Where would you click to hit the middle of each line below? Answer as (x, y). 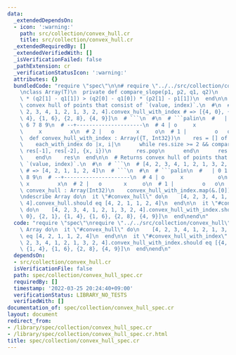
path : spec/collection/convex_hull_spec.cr (78, 275)
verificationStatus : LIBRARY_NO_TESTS (71, 295)
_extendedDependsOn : (44, 20)
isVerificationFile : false (53, 269)
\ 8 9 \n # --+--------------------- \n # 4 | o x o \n (124, 177)
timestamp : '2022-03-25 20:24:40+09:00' (73, 288)
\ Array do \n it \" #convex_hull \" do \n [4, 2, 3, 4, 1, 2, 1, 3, (124, 229)
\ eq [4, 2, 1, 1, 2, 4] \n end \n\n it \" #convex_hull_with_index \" (124, 236)
